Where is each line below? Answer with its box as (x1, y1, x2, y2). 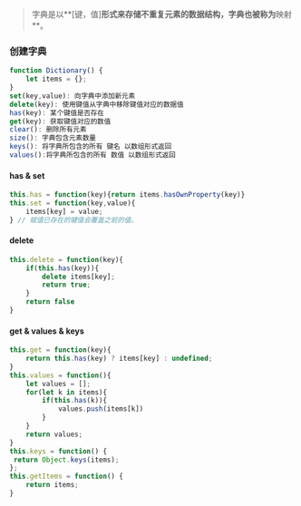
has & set (9, 170, 45, 180)
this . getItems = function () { (9, 472, 124, 482)
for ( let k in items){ (25, 387, 107, 397)
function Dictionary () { (9, 66, 103, 75)
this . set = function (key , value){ (9, 199, 136, 208)
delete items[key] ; (42, 272, 116, 281)
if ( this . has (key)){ (25, 263, 100, 273)
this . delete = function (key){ (9, 255, 124, 264)
